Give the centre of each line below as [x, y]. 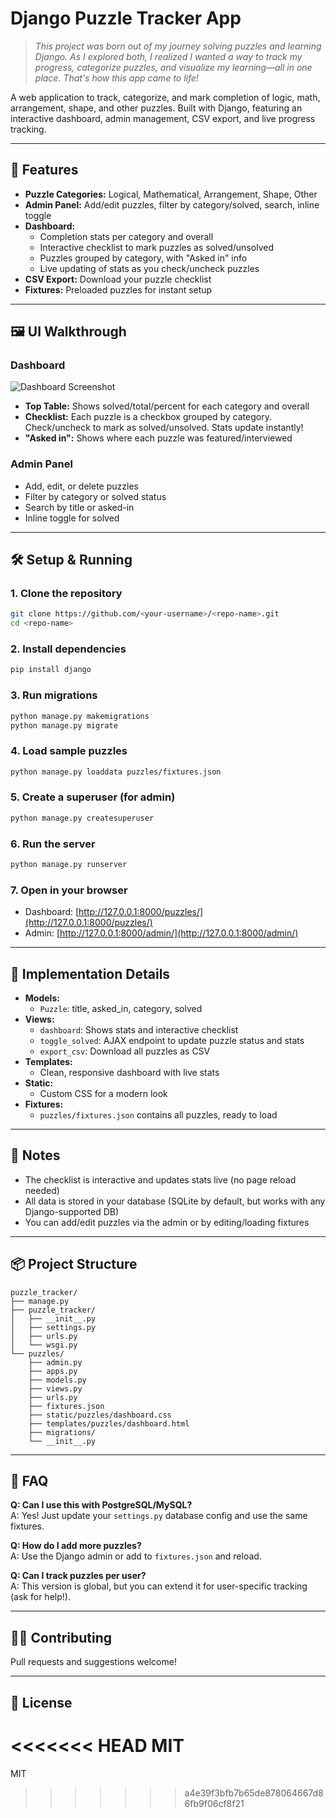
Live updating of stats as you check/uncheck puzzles [149, 268]
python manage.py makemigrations [80, 716]
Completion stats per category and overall [126, 236]
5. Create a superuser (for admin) [93, 797]
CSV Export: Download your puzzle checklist [118, 279]
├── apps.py [53, 1371]
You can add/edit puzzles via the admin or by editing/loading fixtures [167, 1222]
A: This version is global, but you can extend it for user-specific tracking [159, 1586]
